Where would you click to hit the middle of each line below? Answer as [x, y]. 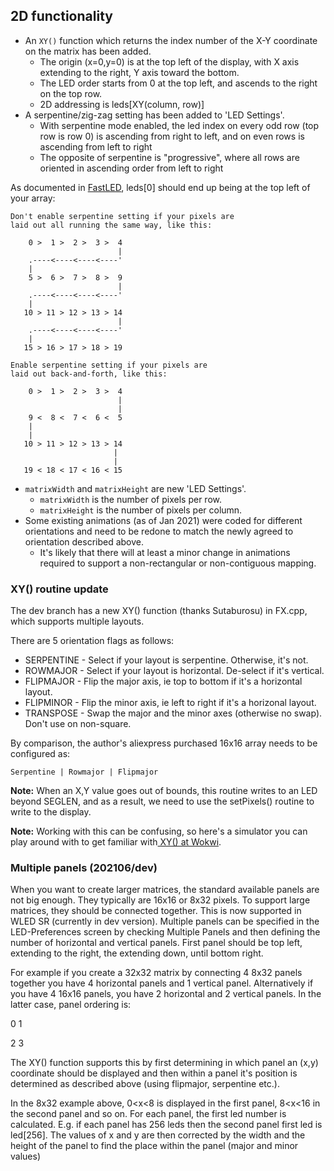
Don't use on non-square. [78, 724]
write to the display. [51, 812]
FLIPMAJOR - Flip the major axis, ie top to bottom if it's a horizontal [163, 681]
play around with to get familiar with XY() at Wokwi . [116, 842]
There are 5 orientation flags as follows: [92, 641]
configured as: [40, 754]
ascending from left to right [96, 146]
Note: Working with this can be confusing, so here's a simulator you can [159, 831]
